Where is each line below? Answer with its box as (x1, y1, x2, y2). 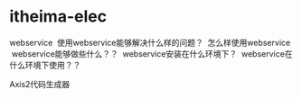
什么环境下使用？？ (9, 59, 81, 70)
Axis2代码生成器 (9, 78, 71, 89)
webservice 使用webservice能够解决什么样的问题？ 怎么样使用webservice (9, 37, 291, 48)
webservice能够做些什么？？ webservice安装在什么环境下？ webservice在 (11, 48, 293, 59)
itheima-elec (9, 6, 107, 27)
